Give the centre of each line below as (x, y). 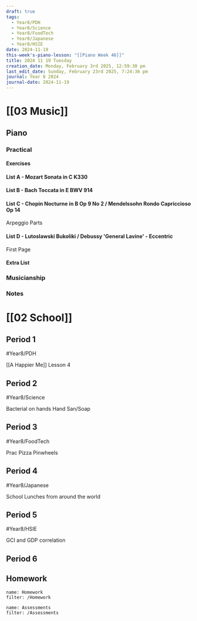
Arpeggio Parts (24, 223)
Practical (19, 149)
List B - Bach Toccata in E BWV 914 (50, 190)
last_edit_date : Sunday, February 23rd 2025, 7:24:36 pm (77, 71)
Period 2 (22, 383)
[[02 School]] (39, 318)
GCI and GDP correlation (36, 540)
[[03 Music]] (37, 111)
